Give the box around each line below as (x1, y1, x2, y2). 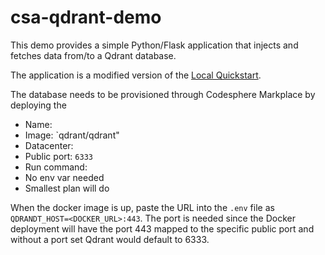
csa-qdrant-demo (10, 6, 162, 29)
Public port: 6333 (24, 150, 93, 162)
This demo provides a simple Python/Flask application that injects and (10, 39, 299, 51)
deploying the (10, 99, 67, 111)
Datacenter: (24, 139, 74, 151)
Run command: (24, 161, 88, 173)
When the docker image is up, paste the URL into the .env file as (10, 201, 275, 213)
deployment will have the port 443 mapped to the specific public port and (10, 222, 315, 235)
